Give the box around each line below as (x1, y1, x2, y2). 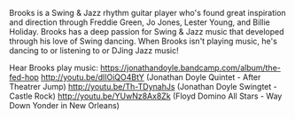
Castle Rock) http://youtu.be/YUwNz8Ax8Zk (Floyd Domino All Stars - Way (9, 91, 283, 101)
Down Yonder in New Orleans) (9, 100, 120, 110)
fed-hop (9, 72, 40, 83)
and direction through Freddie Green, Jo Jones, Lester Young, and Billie (9, 17, 270, 28)
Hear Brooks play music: (9, 62, 99, 73)
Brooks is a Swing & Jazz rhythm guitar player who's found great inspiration (9, 8, 286, 18)
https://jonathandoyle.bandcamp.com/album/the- (100, 62, 281, 73)
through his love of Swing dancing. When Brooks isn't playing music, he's (9, 36, 277, 46)
